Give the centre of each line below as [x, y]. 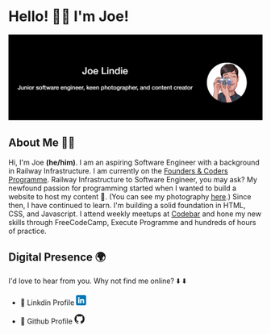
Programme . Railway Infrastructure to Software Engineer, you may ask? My [133, 179]
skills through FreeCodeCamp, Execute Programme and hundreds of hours [132, 222]
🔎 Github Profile [46, 321]
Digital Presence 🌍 [57, 257]
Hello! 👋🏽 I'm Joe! [69, 17]
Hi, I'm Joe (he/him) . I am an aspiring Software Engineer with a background [134, 162]
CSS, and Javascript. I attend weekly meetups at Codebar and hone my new [135, 214]
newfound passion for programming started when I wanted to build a [122, 188]
